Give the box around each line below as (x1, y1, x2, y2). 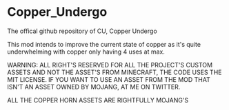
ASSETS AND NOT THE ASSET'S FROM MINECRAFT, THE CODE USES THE (7, 68, 222, 76)
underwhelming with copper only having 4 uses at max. (7, 47, 166, 56)
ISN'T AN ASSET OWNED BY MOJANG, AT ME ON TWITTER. (7, 82, 181, 91)
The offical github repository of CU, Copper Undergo (7, 27, 157, 35)
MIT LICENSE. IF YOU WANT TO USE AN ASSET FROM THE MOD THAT (7, 75, 210, 83)
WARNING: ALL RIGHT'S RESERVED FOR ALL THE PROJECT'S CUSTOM (7, 60, 212, 69)
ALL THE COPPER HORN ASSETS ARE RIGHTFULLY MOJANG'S (7, 96, 189, 104)
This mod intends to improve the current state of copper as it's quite (7, 40, 201, 48)
